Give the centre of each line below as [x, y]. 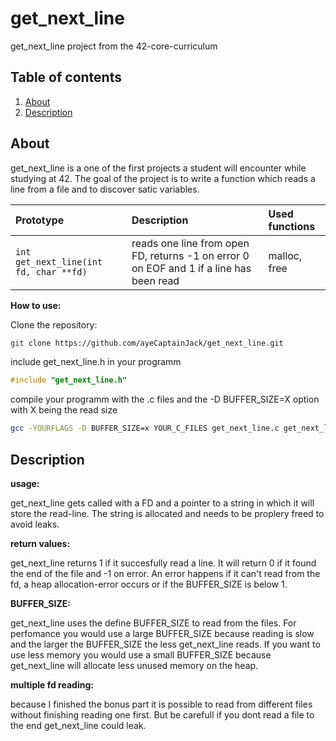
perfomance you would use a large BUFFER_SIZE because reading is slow [162, 633]
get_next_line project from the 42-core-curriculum [114, 46]
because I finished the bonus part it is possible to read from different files [161, 704]
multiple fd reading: [52, 685]
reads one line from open [190, 243]
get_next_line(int [59, 261]
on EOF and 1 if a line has [191, 268]
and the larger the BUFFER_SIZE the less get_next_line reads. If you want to [165, 644]
